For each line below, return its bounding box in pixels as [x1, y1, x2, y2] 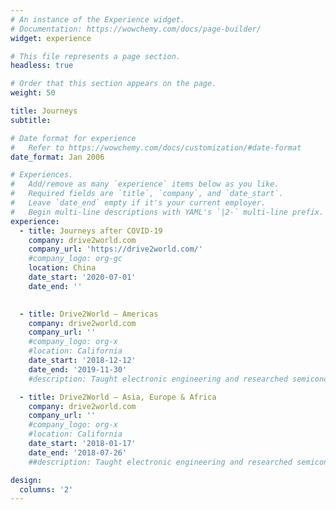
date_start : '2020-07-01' [28, 272, 137, 282]
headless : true [10, 61, 74, 71]
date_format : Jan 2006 [10, 152, 105, 162]
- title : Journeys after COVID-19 [19, 226, 163, 236]
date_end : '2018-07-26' [28, 447, 128, 458]
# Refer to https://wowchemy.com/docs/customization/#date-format [10, 142, 302, 153]
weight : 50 [10, 88, 56, 98]
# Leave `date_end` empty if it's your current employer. [10, 198, 267, 208]
